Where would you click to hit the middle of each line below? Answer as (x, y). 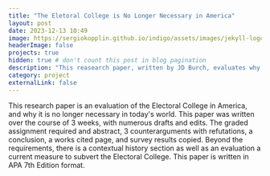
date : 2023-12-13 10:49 (48, 30)
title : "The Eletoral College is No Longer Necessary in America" (122, 16)
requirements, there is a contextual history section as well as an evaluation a (135, 148)
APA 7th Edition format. (47, 165)
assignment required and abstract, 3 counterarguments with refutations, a (131, 131)
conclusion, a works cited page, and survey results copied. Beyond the (126, 139)
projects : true (34, 53)
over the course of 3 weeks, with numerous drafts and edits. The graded (128, 122)
